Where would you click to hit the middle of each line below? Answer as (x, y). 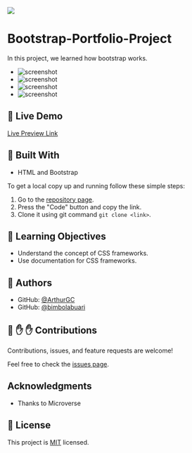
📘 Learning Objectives (57, 236)
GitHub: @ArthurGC (46, 300)
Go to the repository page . (56, 199)
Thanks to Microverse (49, 403)
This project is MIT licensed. (48, 442)
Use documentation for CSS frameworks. (77, 261)
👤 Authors (30, 283)
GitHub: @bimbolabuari (51, 307)
